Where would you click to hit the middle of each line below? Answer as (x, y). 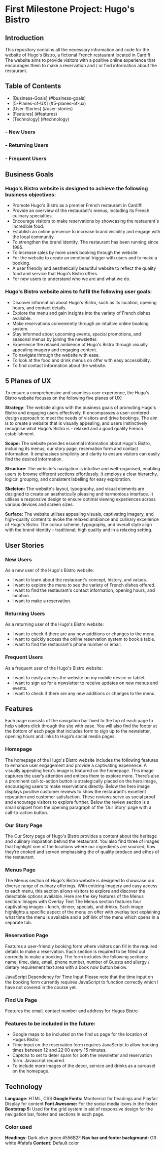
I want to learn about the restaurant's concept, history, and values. (80, 580)
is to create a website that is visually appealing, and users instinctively (76, 423)
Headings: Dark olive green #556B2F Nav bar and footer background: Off (81, 1138)
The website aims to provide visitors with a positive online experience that (80, 60)
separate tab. (18, 923)
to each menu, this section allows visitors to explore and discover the (75, 891)
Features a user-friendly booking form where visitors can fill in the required (81, 946)
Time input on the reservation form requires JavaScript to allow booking (85, 1045)
